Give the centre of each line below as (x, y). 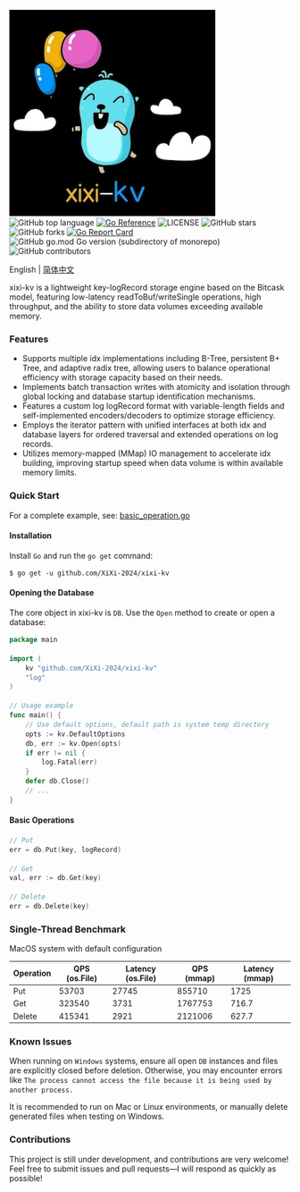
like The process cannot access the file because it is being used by (141, 1080)
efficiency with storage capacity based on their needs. (122, 377)
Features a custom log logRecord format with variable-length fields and (153, 406)
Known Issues (41, 1041)
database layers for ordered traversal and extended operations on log (150, 435)
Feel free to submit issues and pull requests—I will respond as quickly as (143, 1169)
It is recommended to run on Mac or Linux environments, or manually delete (149, 1107)
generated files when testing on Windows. (87, 1116)
